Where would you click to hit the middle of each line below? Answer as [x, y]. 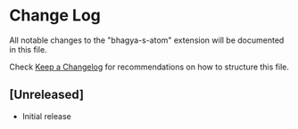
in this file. [28, 49]
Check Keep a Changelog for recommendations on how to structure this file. [149, 67]
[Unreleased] [47, 95]
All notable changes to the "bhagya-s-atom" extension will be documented [147, 40]
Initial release [46, 116]
